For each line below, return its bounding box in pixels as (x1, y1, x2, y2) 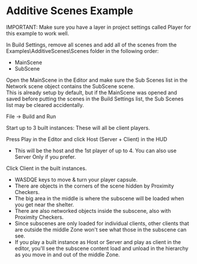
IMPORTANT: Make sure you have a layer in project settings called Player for (6, 24, 191, 31)
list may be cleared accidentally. (6, 101, 84, 108)
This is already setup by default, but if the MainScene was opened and (6, 89, 178, 96)
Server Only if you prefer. (14, 153, 76, 160)
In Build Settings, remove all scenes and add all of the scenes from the (6, 41, 177, 48)
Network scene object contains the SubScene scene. (6, 82, 135, 89)
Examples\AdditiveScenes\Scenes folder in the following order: (6, 47, 159, 54)
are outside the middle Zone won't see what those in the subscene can (14, 226, 187, 233)
